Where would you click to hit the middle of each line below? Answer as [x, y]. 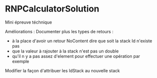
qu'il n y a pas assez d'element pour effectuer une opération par [76, 56]
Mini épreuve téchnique [29, 22]
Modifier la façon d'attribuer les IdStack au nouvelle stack [62, 70]
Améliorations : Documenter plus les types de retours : [59, 31]
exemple [21, 61]
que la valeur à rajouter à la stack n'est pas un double [65, 51]
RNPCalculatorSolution [52, 9]
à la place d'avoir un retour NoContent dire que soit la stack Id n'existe [82, 41]
